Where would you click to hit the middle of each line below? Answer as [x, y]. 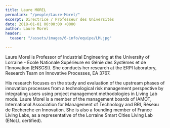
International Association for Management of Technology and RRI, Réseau [82, 104]
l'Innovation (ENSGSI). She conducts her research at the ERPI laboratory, [81, 68]
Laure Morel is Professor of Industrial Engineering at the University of [77, 57]
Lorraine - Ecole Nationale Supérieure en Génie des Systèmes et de [76, 62]
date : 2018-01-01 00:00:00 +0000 [40, 24]
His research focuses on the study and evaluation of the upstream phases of [85, 83]
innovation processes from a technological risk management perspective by [84, 88]
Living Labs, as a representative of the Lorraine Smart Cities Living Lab [79, 115]
